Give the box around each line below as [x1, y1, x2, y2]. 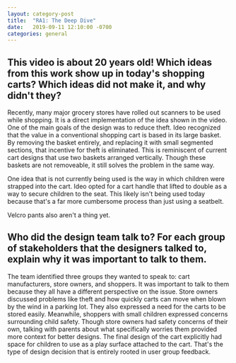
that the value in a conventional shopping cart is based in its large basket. [7, 131, 221, 139]
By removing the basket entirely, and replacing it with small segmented [7, 139, 213, 147]
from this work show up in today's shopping [7, 67, 205, 79]
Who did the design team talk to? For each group [7, 231, 226, 243]
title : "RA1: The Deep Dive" [7, 17, 97, 24]
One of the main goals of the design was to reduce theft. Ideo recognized [7, 123, 221, 132]
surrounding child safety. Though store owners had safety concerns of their [7, 317, 228, 325]
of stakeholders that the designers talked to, [7, 242, 207, 255]
